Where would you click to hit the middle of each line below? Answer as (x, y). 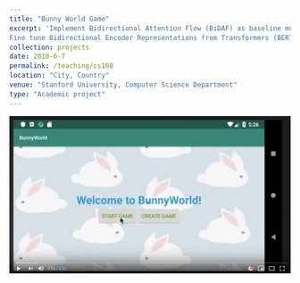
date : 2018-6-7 (37, 57)
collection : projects (50, 47)
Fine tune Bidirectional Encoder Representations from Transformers (139, 37)
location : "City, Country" (59, 76)
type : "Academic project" (57, 94)
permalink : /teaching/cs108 (62, 66)
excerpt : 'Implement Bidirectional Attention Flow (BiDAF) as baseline (145, 28)
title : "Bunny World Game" (59, 19)
